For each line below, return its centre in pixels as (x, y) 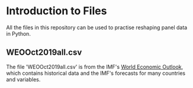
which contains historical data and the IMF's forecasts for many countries (96, 73)
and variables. (23, 79)
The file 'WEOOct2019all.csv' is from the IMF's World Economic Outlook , (95, 67)
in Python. (19, 33)
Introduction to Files (57, 11)
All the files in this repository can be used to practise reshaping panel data (97, 27)
